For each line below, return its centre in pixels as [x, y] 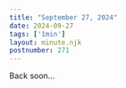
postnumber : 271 [39, 51]
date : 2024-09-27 [42, 26]
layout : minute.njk [46, 42]
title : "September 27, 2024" [63, 17]
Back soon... [32, 76]
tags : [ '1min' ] [38, 34]
